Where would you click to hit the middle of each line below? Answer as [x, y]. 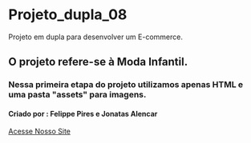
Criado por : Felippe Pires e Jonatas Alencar [83, 113]
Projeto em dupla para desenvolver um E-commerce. [95, 37]
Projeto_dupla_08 [68, 15]
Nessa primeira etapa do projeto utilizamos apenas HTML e [126, 85]
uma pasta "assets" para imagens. [77, 95]
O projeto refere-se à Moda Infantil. [98, 62]
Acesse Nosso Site [39, 131]
